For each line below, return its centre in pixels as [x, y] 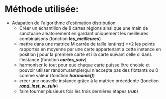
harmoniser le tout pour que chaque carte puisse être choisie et [84, 65]
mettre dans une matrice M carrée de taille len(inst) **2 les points [87, 44]
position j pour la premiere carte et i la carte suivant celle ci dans [85, 54]
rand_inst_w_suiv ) [39, 86]
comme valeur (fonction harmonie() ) [57, 75]
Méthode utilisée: [42, 9]
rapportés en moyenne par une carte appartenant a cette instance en [90, 49]
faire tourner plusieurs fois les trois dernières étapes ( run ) [79, 91]
